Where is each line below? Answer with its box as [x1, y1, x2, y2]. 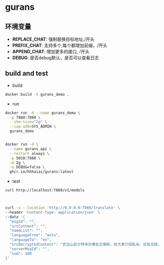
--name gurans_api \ [9, 146, 52, 151]
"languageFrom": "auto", [9, 233, 61, 238]
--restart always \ [9, 151, 50, 156]
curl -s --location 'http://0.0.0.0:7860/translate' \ [5, 205, 120, 210]
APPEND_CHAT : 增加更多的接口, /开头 [12, 49, 90, 54]
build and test [5, 69, 48, 78]
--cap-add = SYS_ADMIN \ [9, 124, 56, 129]
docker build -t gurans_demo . [5, 92, 69, 97]
